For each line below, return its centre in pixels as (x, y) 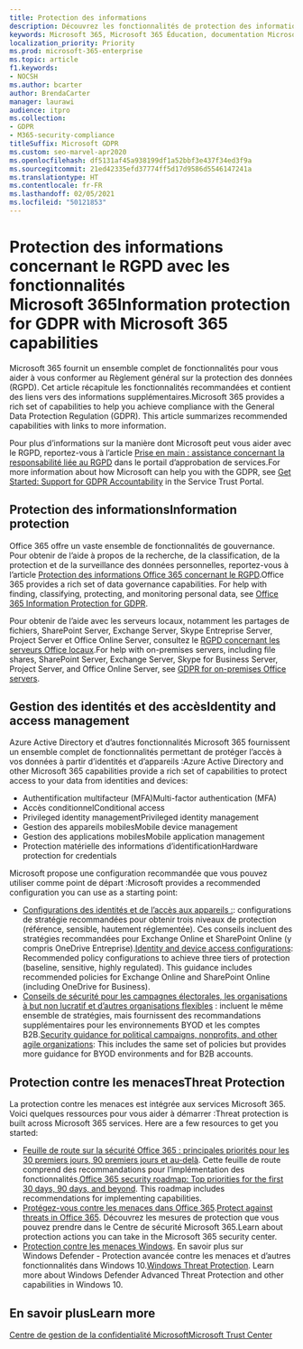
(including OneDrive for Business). (86, 987)
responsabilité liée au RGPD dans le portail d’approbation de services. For (145, 462)
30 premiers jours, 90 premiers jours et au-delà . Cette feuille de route (151, 1160)
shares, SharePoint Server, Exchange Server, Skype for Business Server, (143, 659)
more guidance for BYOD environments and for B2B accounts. (138, 1054)
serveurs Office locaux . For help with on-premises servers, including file (142, 649)
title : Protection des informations (78, 18)
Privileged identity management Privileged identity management (141, 817)
